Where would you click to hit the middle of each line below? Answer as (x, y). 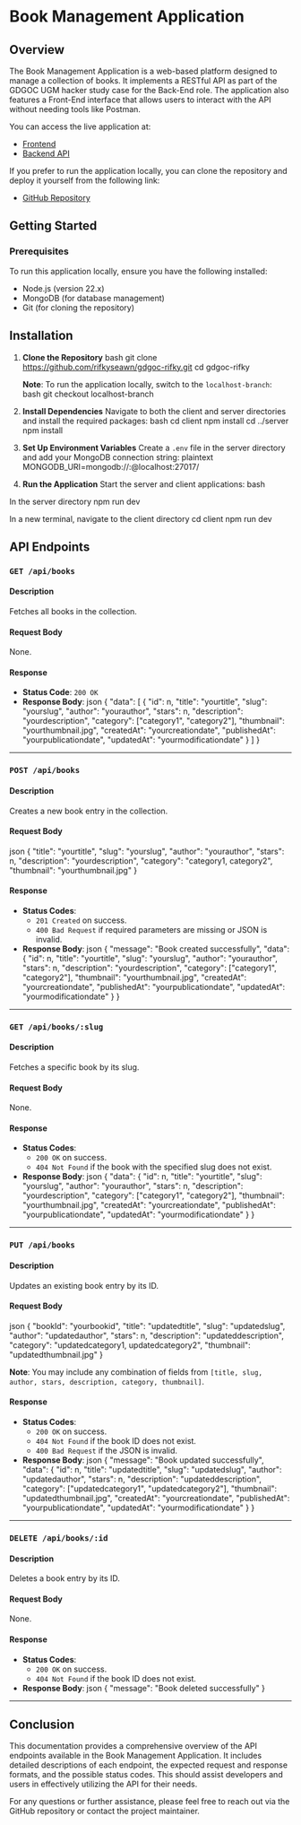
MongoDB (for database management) (94, 298)
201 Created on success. (81, 920)
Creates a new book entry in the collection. (89, 811)
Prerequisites (39, 251)
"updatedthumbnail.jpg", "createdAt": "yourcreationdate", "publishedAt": (156, 1499)
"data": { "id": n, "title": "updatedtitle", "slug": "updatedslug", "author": (152, 1470)
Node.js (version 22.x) (63, 288)
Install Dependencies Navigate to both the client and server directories (154, 411)
